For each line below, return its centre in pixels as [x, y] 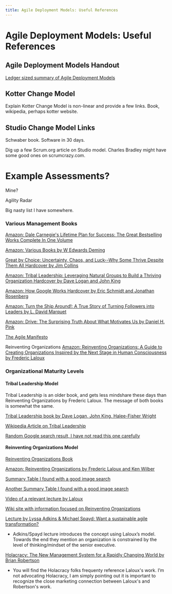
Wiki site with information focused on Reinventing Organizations [73, 508]
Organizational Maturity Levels [45, 371]
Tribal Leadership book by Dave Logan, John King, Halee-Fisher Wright [81, 416]
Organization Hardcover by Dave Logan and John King [63, 281]
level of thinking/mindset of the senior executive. [64, 545]
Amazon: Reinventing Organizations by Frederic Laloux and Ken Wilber [80, 469]
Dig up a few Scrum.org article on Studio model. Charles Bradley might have [86, 150]
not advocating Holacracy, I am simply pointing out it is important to [84, 576]
